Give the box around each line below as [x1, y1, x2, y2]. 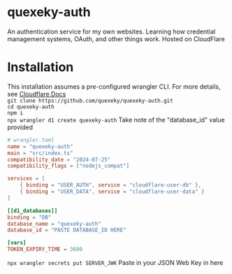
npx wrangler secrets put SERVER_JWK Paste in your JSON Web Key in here [7, 259, 224, 266]
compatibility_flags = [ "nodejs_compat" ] [7, 162, 130, 170]
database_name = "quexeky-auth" [7, 220, 101, 227]
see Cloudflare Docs [7, 89, 66, 98]
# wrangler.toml [7, 136, 55, 143]
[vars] [7, 239, 27, 247]
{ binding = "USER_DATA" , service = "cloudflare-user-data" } [20, 188, 205, 195]
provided [7, 123, 34, 131]
